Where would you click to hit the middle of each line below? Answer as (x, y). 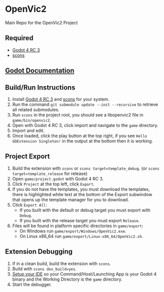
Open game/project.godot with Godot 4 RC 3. (58, 178)
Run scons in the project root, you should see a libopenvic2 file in (78, 115)
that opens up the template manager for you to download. (70, 200)
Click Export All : (30, 204)
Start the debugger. (32, 284)
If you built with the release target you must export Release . (80, 220)
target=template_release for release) (50, 174)
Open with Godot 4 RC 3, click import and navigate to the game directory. (85, 125)
